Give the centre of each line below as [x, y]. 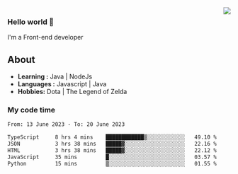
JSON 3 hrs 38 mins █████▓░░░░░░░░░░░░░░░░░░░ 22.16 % [112, 144]
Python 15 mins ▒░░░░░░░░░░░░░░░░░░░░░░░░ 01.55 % [112, 163]
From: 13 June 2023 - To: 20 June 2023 [66, 124]
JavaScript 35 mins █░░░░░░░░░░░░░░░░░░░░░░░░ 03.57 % [112, 157]
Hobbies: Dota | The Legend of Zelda [72, 92]
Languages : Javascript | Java [62, 84]
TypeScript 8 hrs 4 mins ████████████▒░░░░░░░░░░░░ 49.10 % [112, 137]
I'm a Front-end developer [45, 37]
